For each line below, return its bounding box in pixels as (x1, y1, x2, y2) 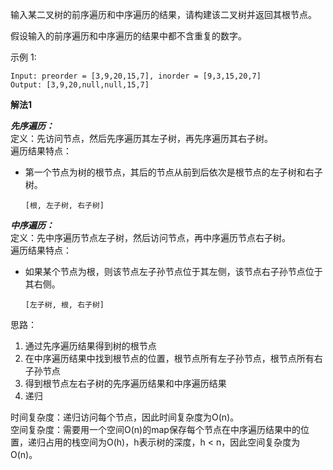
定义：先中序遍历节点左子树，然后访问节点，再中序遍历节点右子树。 (10, 232, 291, 243)
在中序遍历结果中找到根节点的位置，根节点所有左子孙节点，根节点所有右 (24, 353, 323, 364)
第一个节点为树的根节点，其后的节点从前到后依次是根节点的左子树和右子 (24, 166, 323, 178)
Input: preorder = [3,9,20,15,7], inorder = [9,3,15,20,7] (10, 71, 262, 81)
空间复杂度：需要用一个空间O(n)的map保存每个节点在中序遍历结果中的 (10, 424, 301, 435)
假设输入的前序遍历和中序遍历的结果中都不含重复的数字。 (10, 30, 247, 42)
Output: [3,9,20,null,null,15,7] (10, 80, 150, 90)
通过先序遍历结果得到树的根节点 (24, 340, 157, 352)
